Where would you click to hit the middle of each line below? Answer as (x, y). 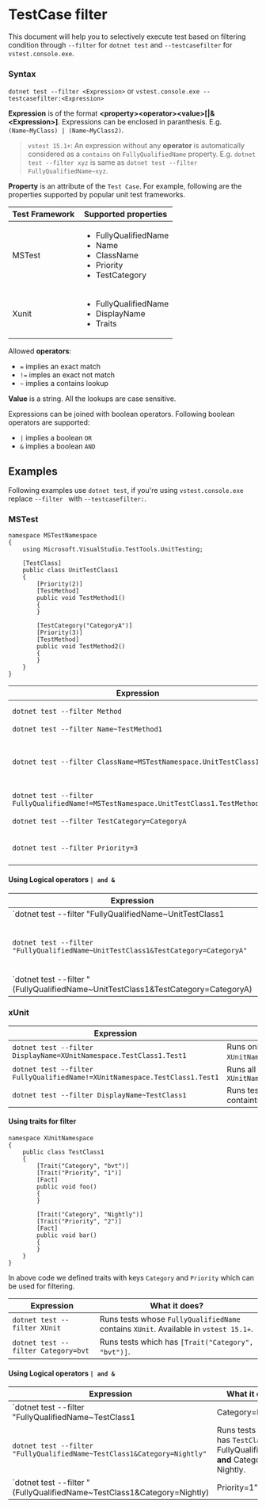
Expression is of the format (53, 113)
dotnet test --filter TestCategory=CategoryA (99, 821)
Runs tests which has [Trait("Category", (177, 1342)
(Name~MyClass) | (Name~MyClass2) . (66, 130)
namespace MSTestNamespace (53, 536)
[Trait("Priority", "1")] (80, 1173)
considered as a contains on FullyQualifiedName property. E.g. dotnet (141, 154)
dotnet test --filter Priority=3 (75, 848)
